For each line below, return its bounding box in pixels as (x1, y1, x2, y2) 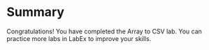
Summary (6, 4, 64, 20)
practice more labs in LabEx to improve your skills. (6, 34, 152, 42)
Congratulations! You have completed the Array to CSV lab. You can (6, 27, 202, 35)
